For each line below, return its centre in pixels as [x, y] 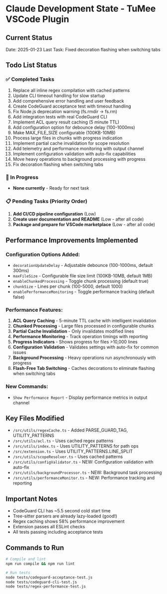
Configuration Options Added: [43, 254]
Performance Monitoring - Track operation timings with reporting [80, 337]
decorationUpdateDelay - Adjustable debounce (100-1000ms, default [83, 265]
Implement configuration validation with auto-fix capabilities [74, 154]
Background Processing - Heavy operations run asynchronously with [84, 358]
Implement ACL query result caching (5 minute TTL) [66, 122]
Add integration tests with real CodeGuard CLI [60, 117]
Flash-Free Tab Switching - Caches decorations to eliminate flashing [84, 368]
